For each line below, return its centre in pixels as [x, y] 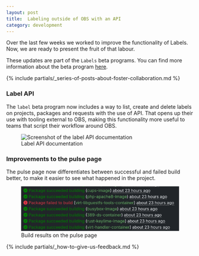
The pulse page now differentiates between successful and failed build [93, 172]
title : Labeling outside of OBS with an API [63, 19]
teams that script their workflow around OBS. [62, 125]
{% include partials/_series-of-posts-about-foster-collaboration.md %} [93, 78]
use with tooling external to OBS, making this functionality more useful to [96, 119]
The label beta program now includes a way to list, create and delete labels [99, 106]
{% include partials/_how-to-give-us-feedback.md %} [73, 247]
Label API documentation [52, 143]
